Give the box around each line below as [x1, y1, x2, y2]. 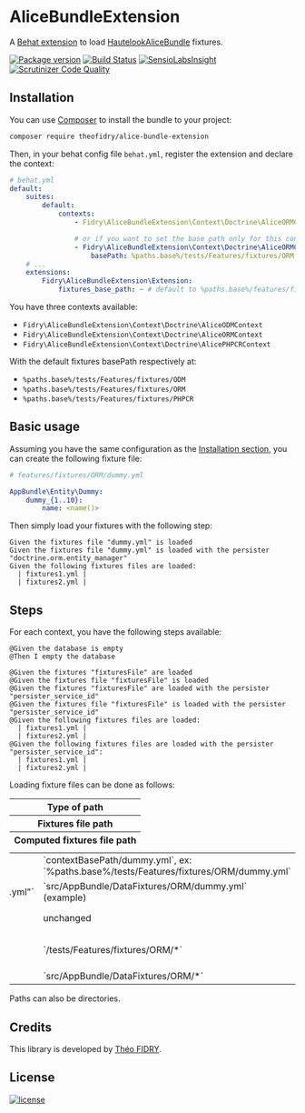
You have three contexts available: [9, 302, 138, 312]
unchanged [43, 912, 93, 925]
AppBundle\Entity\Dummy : [9, 486, 103, 496]
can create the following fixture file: [9, 453, 143, 464]
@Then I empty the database [9, 652, 116, 661]
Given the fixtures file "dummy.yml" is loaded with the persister [9, 546, 271, 556]
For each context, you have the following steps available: [9, 627, 222, 637]
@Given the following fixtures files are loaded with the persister [9, 739, 274, 749]
